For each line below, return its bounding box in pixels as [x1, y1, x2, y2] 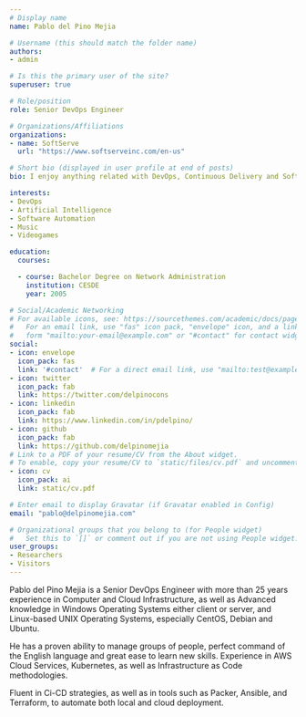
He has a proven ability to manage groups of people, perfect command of [9, 640, 286, 651]
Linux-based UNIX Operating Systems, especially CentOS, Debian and [9, 613, 273, 624]
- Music [9, 223, 39, 232]
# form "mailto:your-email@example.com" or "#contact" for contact [9, 331, 280, 340]
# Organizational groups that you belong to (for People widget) [9, 525, 262, 535]
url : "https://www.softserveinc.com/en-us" [17, 147, 185, 156]
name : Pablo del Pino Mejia [9, 22, 117, 31]
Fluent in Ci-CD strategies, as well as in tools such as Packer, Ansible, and [9, 687, 288, 698]
